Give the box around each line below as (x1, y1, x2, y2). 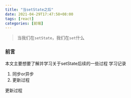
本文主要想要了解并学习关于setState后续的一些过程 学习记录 (5, 60, 127, 66)
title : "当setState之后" (5, 7, 54, 12)
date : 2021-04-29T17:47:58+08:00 (5, 12, 74, 17)
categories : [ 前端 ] (5, 21, 44, 26)
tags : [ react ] (5, 16, 34, 21)
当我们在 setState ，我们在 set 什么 (17, 35, 85, 41)
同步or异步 (12, 71, 34, 76)
